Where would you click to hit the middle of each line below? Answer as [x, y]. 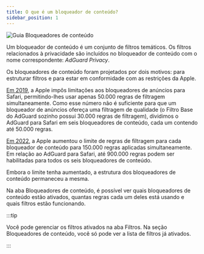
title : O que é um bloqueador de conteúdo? [62, 12]
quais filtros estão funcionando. [46, 203]
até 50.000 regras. [30, 129]
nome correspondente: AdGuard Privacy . [58, 60]
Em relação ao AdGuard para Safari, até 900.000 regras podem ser [90, 154]
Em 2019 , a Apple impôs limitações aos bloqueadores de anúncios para [96, 90]
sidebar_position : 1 [33, 18]
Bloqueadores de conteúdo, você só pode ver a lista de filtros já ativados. [99, 233]
